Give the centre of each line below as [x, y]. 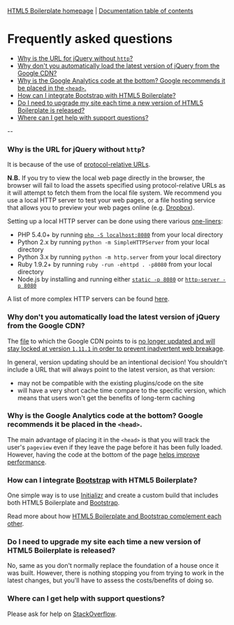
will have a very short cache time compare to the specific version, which [122, 390]
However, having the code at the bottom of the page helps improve [104, 455]
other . [16, 524]
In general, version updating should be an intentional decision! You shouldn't [117, 362]
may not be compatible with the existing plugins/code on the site [110, 383]
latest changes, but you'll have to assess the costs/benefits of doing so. [111, 580]
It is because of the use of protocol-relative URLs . [79, 165]
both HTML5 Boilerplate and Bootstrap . [64, 503]
